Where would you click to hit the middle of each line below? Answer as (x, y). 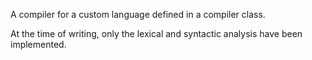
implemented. (38, 44)
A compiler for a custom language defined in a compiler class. (138, 14)
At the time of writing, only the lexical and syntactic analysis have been (156, 33)
